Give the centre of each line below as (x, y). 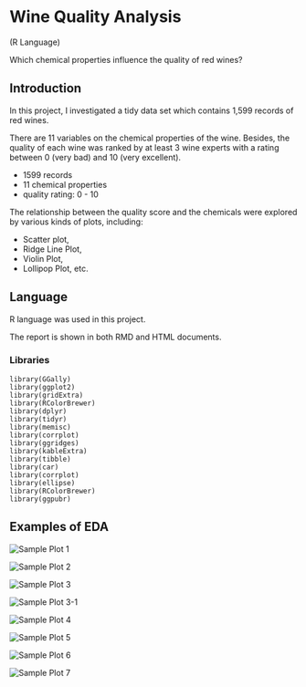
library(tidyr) (38, 419)
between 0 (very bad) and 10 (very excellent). (95, 157)
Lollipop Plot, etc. (55, 268)
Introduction (46, 88)
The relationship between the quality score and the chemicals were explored (153, 212)
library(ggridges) (44, 443)
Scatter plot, (46, 239)
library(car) (34, 467)
